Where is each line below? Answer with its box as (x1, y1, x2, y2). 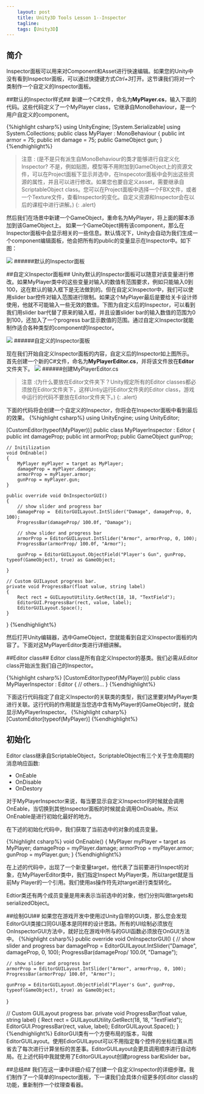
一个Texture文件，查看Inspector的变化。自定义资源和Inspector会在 (21, 194, 190, 201)
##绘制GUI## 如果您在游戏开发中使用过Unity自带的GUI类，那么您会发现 (6, 912, 187, 919)
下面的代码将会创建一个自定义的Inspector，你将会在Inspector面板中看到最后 (6, 407, 198, 414)
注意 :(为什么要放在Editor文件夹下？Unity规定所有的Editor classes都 (21, 378, 191, 385)
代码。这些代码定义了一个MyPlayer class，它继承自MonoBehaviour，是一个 (6, 103, 196, 111)
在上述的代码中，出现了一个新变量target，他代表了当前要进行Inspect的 (6, 863, 184, 870)
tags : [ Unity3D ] (17, 26, 59, 32)
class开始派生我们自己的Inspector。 (6, 662, 97, 669)
